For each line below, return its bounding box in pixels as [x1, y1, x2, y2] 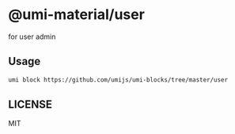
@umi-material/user [8, 6, 145, 24]
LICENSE [8, 98, 53, 112]
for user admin [8, 32, 56, 41]
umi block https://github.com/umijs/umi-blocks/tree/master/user [8, 75, 228, 84]
